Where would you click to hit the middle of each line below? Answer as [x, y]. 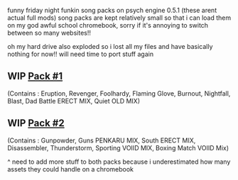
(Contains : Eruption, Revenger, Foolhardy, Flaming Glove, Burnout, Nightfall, [119, 93]
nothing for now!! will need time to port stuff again [81, 54]
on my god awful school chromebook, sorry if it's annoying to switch [108, 25]
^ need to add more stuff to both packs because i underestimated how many [119, 162]
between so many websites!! [49, 33]
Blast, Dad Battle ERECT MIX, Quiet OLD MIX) [74, 101]
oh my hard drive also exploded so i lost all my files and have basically [110, 46]
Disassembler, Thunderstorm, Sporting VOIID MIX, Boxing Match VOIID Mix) [118, 147]
